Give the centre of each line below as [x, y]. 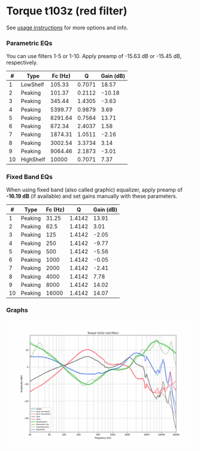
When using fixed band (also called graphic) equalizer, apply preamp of [94, 190]
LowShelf [32, 84]
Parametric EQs [29, 43]
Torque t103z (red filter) [67, 11]
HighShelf [33, 159]
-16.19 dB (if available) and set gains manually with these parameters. [92, 196]
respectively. [22, 63]
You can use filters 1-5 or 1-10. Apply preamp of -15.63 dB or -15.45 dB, [94, 56]
